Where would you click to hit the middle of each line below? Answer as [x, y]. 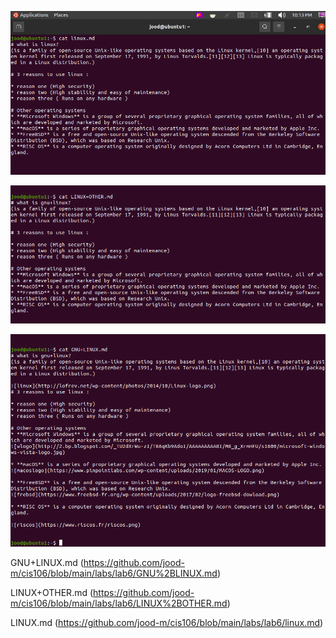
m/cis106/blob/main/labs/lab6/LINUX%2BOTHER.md [119, 603]
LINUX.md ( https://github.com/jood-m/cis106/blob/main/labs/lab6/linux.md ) [167, 622]
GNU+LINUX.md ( [47, 562]
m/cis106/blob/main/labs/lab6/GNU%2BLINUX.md [114, 573]
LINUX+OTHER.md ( [52, 592]
